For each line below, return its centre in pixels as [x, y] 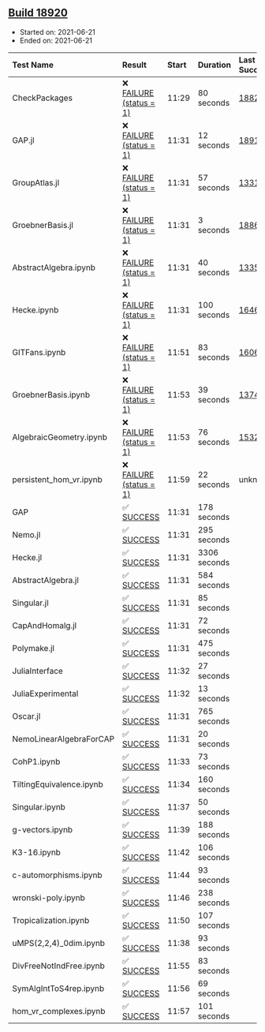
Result [134, 65]
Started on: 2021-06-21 [58, 32]
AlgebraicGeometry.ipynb [60, 437]
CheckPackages [43, 98]
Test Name [33, 65]
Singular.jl [30, 603]
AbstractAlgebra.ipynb [54, 267]
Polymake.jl [34, 648]
